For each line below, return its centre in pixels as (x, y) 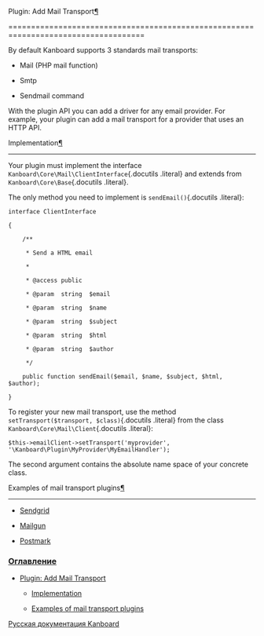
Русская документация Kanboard (64, 624)
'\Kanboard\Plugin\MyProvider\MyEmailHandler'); (89, 450)
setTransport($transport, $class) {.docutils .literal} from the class (116, 420)
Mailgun (33, 526)
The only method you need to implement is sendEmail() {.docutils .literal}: (126, 197)
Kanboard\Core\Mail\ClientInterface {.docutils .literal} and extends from (125, 174)
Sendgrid (34, 510)
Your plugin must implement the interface (75, 165)
